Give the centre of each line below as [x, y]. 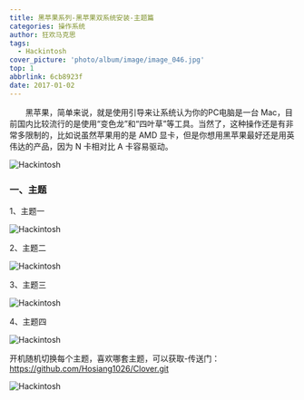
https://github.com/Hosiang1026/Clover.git [89, 368]
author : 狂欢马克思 [43, 34]
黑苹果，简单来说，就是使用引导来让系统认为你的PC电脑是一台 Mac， [156, 112]
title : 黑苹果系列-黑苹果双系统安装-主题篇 [82, 18]
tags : [20, 43]
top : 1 [22, 69]
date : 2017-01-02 [42, 85]
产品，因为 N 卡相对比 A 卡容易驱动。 [103, 146]
